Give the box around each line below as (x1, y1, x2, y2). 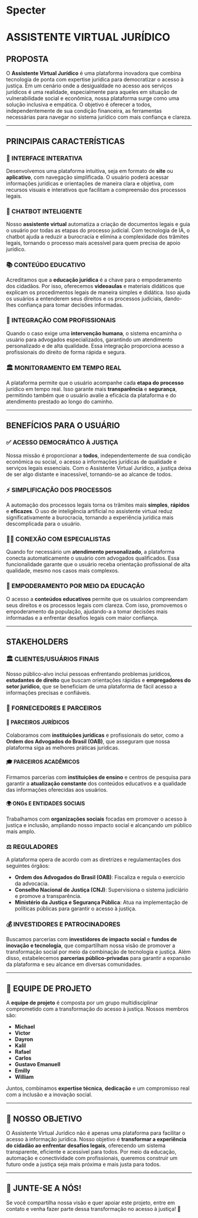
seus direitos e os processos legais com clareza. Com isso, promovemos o (6, 602, 187, 609)
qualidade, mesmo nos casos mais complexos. (6, 567, 120, 574)
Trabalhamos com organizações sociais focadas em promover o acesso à (6, 815, 187, 822)
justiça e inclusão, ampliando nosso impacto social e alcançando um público (6, 821, 192, 828)
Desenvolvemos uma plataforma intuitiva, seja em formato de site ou (6, 167, 173, 174)
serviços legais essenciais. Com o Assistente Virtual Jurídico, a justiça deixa (6, 464, 192, 471)
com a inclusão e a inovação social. (6, 1091, 93, 1098)
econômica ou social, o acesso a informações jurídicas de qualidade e (6, 458, 177, 465)
